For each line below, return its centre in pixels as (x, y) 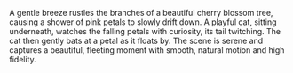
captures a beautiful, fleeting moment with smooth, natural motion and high (147, 50)
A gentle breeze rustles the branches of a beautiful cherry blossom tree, (141, 13)
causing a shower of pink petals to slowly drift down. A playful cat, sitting (143, 22)
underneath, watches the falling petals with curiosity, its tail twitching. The (145, 31)
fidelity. (23, 59)
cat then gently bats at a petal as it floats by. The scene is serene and (136, 40)
